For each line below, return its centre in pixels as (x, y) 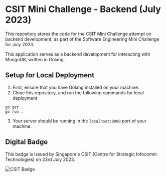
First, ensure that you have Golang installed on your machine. (76, 87)
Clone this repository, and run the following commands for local (78, 93)
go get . (14, 107)
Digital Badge (27, 142)
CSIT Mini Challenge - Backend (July (83, 9)
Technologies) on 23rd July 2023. (40, 159)
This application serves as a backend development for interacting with (78, 54)
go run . (14, 111)
